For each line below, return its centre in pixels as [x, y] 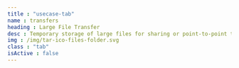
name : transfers [33, 21]
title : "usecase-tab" [41, 14]
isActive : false [33, 54]
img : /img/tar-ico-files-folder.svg [63, 40]
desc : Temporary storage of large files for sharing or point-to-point [117, 34]
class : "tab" [28, 47]
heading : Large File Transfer [54, 27]
